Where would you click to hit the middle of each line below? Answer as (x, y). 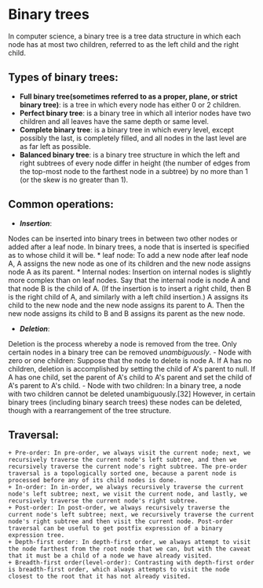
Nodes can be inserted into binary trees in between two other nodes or (123, 238)
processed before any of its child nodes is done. (93, 481)
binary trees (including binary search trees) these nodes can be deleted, (125, 402)
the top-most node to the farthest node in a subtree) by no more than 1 (134, 171)
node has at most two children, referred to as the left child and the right (124, 44)
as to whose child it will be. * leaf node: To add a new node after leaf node (128, 255)
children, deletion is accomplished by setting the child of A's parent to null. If (132, 368)
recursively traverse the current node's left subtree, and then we (122, 460)
